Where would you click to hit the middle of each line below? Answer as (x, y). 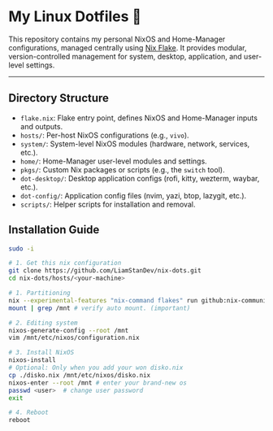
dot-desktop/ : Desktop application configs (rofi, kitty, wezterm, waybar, (140, 178)
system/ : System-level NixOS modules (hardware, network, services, (135, 144)
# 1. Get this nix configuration (65, 263)
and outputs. (41, 126)
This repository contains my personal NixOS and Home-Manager (117, 39)
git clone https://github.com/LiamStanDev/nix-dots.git (105, 271)
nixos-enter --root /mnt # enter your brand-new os (97, 383)
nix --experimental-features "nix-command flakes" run (103, 300)
